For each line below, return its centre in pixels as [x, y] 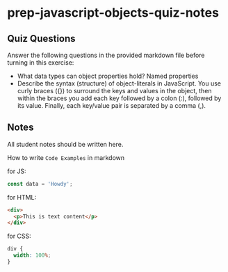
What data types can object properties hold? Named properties [108, 76]
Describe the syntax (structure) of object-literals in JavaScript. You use [119, 83]
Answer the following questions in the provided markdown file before [106, 55]
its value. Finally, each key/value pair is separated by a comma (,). [112, 105]
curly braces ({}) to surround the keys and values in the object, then [114, 91]
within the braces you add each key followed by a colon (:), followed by [119, 98]
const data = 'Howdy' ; [40, 184]
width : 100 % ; [32, 255]
